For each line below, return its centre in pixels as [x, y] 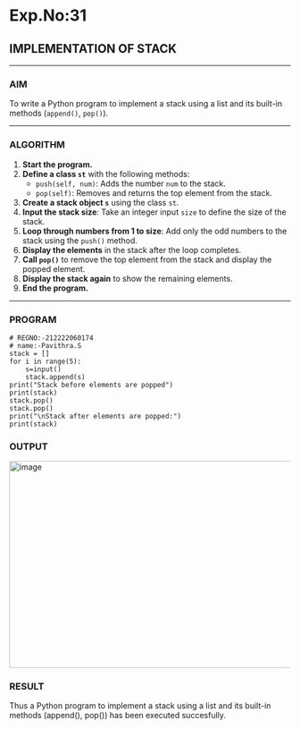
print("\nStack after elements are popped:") [95, 416]
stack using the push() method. [80, 240]
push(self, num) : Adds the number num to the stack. [130, 183]
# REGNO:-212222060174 [51, 338]
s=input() [44, 369]
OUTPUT [29, 446]
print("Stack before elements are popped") [92, 385]
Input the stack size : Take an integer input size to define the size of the [154, 212]
